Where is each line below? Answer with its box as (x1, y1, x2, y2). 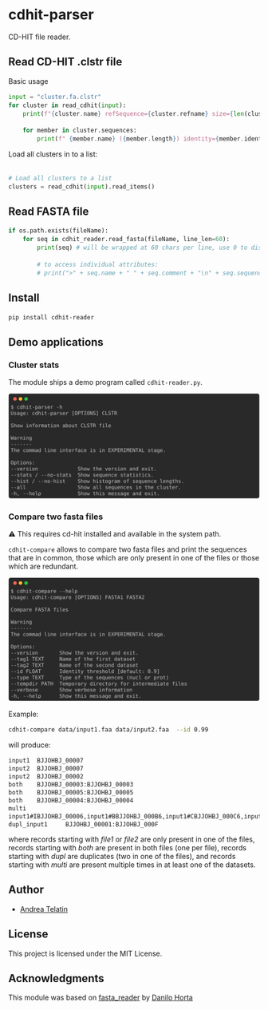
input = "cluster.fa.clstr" (8, 93, 102, 101)
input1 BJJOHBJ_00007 (8, 756, 84, 764)
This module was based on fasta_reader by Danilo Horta (8, 992, 193, 1003)
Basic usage (8, 76, 49, 85)
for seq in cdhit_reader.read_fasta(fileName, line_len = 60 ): (22, 236, 230, 244)
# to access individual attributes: (37, 260, 159, 268)
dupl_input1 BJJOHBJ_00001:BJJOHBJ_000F (8, 820, 159, 828)
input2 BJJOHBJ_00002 (8, 772, 84, 780)
